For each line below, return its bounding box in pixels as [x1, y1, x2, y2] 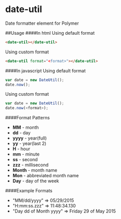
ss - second [12, 157, 38, 163]
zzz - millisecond [12, 162, 49, 168]
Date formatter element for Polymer [5, 20, 79, 26]
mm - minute [12, 151, 40, 157]
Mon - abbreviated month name [12, 173, 79, 179]
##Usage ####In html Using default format [5, 30, 95, 36]
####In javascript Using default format [5, 67, 86, 74]
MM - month [12, 124, 39, 130]
